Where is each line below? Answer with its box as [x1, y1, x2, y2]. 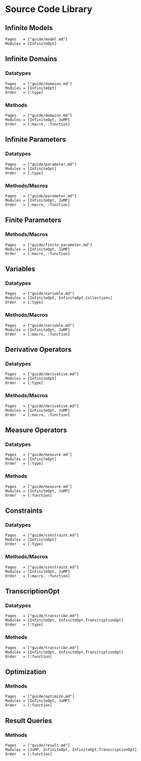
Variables [5, 265, 36, 273]
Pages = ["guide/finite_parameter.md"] [5, 242, 93, 247]
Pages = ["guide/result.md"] [5, 742, 70, 748]
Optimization [5, 667, 46, 676]
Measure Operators [5, 426, 67, 434]
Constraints [5, 507, 43, 515]
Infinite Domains [5, 55, 57, 63]
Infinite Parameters [5, 135, 66, 144]
